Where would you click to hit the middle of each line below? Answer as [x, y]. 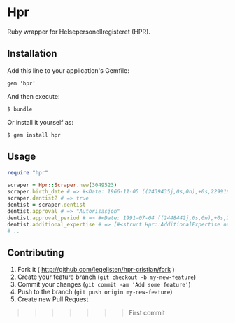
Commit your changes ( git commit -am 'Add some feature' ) [104, 284]
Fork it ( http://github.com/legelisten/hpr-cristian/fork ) [96, 270]
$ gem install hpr [34, 135]
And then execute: [34, 96]
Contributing [36, 253]
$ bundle [20, 109]
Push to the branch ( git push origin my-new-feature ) [95, 292]
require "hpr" [28, 172]
